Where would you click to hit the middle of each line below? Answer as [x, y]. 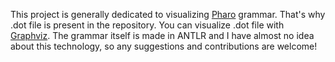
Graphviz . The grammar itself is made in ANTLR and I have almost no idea [162, 35]
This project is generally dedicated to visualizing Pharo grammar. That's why [168, 14]
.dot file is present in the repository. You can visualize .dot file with [147, 25]
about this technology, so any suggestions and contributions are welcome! [164, 46]
